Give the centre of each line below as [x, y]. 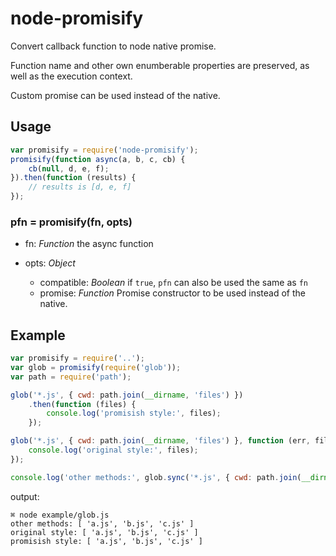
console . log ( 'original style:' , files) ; [113, 450]
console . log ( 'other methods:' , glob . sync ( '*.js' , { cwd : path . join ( [156, 477]
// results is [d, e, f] [80, 187]
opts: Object [50, 263]
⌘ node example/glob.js [60, 515]
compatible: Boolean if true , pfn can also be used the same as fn [173, 283]
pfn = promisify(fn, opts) [71, 222]
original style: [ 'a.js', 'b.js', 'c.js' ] [104, 532]
